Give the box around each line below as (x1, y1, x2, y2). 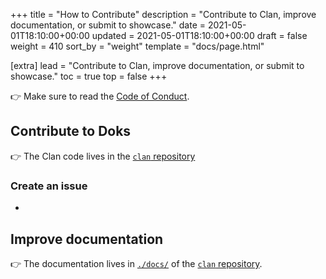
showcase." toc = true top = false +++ (10, 70, 168, 82)
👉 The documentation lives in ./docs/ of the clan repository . (10, 257, 263, 269)
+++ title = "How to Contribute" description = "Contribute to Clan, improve (10, 9, 317, 20)
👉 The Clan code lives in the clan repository (10, 150, 196, 162)
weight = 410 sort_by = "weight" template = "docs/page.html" (10, 40, 265, 52)
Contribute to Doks (10, 123, 132, 140)
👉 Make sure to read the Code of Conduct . (10, 90, 190, 102)
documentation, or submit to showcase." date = (10, 19, 206, 31)
